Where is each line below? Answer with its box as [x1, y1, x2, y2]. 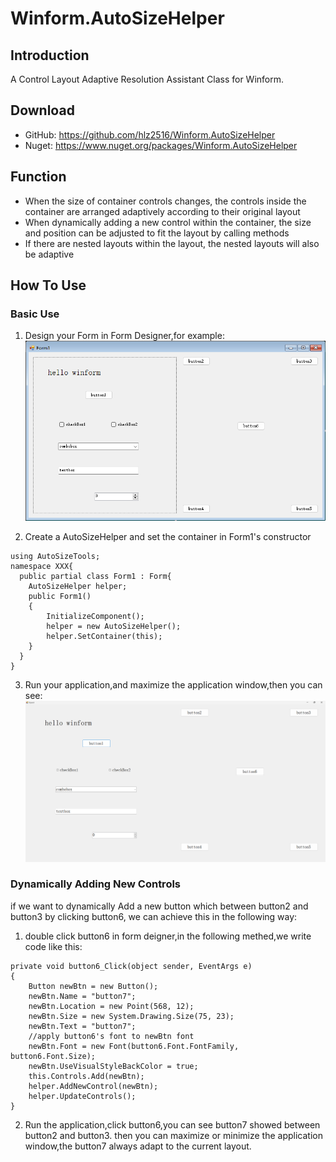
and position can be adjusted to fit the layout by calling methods [24, 227, 290, 239]
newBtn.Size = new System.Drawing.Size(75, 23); [28, 1011, 235, 1021]
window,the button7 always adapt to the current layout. [24, 1140, 252, 1152]
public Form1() [28, 592, 92, 602]
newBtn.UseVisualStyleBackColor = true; [28, 1061, 199, 1071]
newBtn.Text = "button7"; [28, 1021, 137, 1031]
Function [10, 168, 67, 186]
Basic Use [10, 307, 60, 321]
